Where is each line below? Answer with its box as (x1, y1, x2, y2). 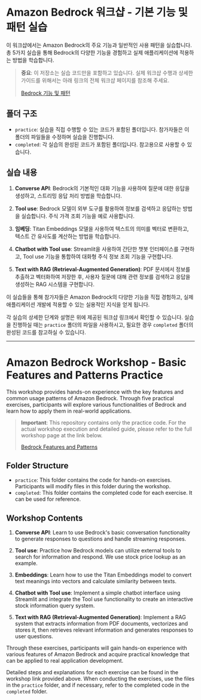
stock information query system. (14, 602, 95, 609)
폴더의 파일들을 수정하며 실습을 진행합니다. (14, 133, 115, 140)
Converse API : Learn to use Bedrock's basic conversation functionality (14, 529, 190, 536)
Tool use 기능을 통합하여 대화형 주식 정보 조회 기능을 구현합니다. (23, 253, 173, 260)
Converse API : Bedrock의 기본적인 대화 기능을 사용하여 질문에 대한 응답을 (14, 184, 190, 192)
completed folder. (6, 688, 48, 695)
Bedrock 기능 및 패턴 (20, 89, 71, 97)
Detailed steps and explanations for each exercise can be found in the (6, 669, 178, 676)
